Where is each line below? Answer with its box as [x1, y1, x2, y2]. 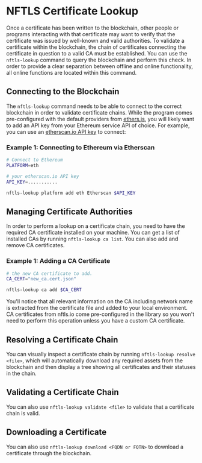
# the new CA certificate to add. [6, 270, 93, 277]
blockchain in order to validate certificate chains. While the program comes [6, 109, 192, 116]
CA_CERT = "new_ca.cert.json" [6, 276, 77, 282]
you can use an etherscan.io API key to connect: [6, 128, 126, 135]
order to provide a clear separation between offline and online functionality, [6, 62, 194, 70]
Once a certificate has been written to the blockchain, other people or [6, 24, 179, 31]
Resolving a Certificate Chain [6, 335, 118, 345]
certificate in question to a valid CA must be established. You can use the [6, 49, 188, 57]
